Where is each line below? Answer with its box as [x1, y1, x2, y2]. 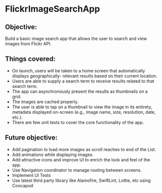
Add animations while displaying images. [12, 152, 94, 158]
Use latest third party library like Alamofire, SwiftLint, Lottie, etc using [12, 177, 151, 183]
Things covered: [5, 55, 56, 63]
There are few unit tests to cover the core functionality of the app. [12, 119, 144, 125]
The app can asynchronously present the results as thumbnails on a [12, 88, 148, 94]
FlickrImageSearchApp [5, 3, 100, 15]
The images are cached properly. [12, 99, 79, 105]
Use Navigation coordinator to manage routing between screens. [12, 167, 142, 173]
